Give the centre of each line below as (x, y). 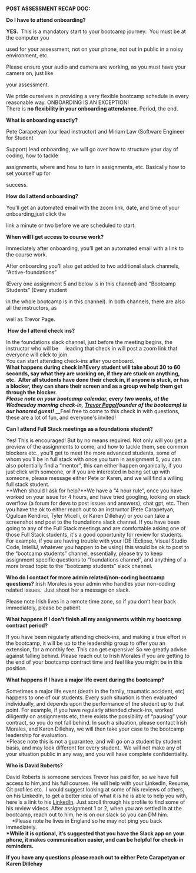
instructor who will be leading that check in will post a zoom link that (92, 348)
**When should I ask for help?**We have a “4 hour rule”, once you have (94, 491)
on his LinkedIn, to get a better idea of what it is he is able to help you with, (97, 796)
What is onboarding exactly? (42, 120)
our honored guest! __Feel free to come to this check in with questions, (93, 411)
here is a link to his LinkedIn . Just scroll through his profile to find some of (96, 802)
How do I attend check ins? (41, 331)
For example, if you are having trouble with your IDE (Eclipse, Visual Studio (97, 541)
